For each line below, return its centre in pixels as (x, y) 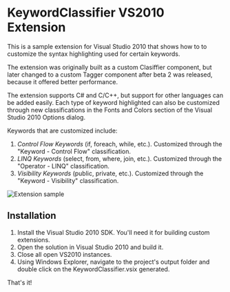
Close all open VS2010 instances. (64, 254)
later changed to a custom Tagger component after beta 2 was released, (110, 75)
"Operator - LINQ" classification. (63, 166)
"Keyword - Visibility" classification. (68, 180)
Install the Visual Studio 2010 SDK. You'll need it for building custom (113, 232)
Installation (32, 216)
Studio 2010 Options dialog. (46, 117)
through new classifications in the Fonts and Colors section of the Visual (109, 110)
